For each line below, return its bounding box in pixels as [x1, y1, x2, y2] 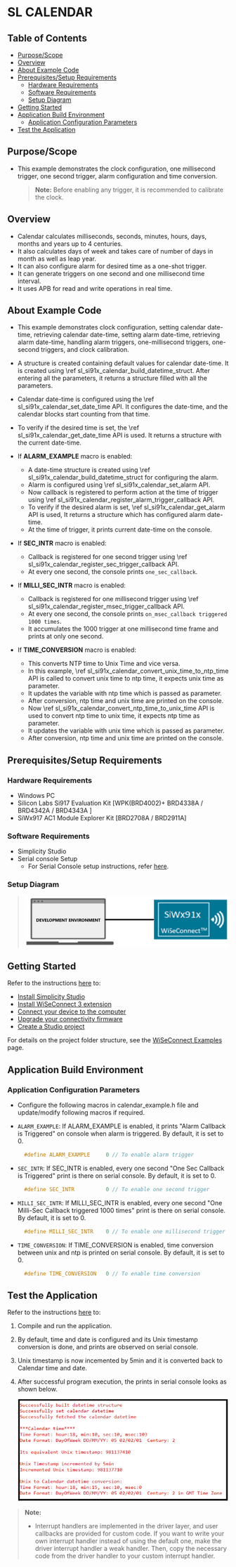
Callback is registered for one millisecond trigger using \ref [27, 595, 199, 603]
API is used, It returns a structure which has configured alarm [27, 511, 206, 519]
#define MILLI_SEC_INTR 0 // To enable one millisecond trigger [24, 1228, 226, 1235]
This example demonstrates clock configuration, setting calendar [17, 323, 206, 332]
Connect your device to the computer [17, 1007, 126, 1016]
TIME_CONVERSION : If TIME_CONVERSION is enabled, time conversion [17, 1240, 214, 1249]
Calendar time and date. [17, 1364, 88, 1372]
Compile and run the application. [17, 1322, 112, 1330]
